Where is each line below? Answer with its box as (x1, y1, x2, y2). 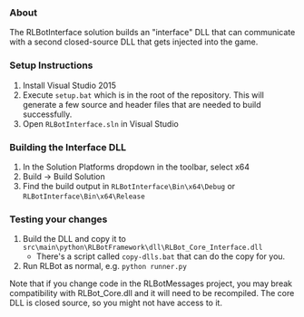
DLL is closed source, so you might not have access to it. (9, 297, 222, 309)
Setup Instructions (9, 59, 93, 72)
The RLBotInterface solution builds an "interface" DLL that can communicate (9, 27, 296, 38)
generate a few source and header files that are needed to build (22, 99, 261, 110)
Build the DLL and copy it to (22, 234, 127, 245)
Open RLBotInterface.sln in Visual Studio (22, 118, 179, 129)
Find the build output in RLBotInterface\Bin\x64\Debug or (22, 180, 236, 191)
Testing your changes (9, 213, 108, 226)
